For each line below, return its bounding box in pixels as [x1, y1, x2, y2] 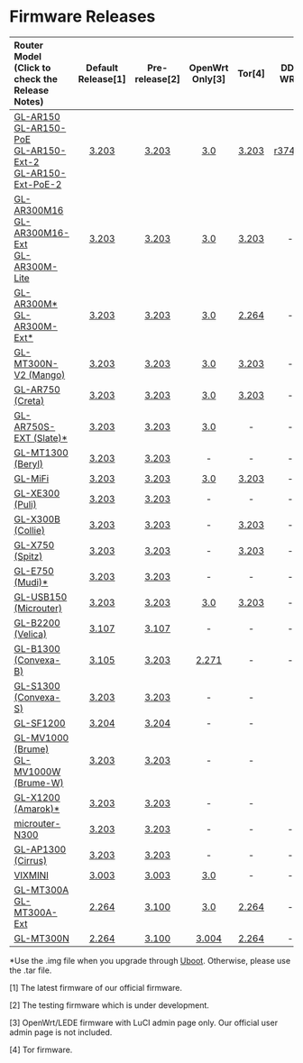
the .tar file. [9, 965, 52, 976]
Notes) [14, 95, 44, 107]
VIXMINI [14, 868, 50, 881]
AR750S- [14, 420, 56, 433]
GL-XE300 [14, 487, 60, 499]
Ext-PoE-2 [14, 178, 62, 190]
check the [14, 72, 59, 85]
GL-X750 [14, 538, 55, 551]
